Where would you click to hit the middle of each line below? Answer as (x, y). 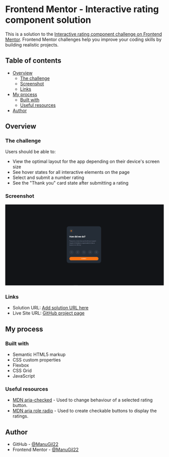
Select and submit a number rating (48, 177)
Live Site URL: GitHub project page (49, 313)
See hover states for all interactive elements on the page (71, 172)
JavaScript (24, 376)
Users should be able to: (31, 152)
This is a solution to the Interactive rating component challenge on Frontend (84, 34)
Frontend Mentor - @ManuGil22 (46, 450)
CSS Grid (22, 371)
